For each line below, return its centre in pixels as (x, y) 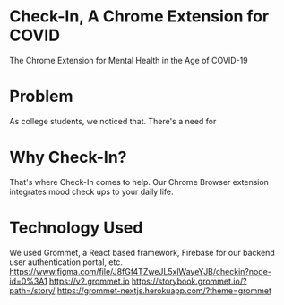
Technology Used (76, 228)
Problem (41, 97)
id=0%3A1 (28, 281)
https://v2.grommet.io (89, 281)
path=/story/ (32, 290)
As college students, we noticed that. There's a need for (113, 121)
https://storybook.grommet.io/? (189, 281)
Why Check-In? (68, 157)
